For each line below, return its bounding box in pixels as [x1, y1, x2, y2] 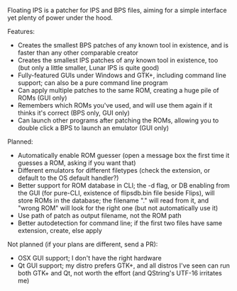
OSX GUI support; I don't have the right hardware [17, 254, 162, 262]
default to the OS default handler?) [17, 173, 119, 182]
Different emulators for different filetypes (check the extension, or [17, 166, 211, 174]
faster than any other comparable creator [17, 49, 138, 57]
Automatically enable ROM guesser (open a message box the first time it [17, 152, 230, 159]
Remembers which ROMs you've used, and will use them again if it [17, 101, 213, 109]
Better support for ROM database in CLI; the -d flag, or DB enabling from [17, 181, 231, 190]
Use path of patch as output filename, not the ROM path [17, 212, 182, 219]
